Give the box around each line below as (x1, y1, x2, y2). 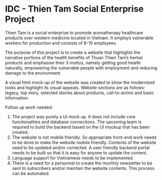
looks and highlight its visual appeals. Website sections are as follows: (5, 84, 146, 90)
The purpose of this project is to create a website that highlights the (5, 49, 141, 55)
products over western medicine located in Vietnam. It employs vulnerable (5, 35, 154, 41)
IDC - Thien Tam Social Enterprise (5, 3, 144, 15)
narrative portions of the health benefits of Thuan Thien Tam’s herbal (5, 54, 143, 60)
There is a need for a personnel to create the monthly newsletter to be (12, 160, 153, 166)
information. (5, 95, 30, 100)
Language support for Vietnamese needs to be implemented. (12, 155, 134, 161)
